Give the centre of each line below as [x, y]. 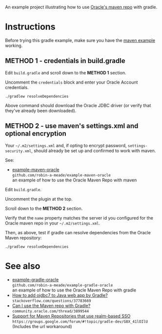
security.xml [18, 151]
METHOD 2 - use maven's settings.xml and [72, 126]
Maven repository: [23, 238]
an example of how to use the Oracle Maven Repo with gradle [74, 290]
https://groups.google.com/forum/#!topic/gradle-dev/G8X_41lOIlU [80, 322]
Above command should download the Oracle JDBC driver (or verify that [78, 105]
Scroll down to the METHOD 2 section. [44, 208]
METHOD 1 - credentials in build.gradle [65, 61]
